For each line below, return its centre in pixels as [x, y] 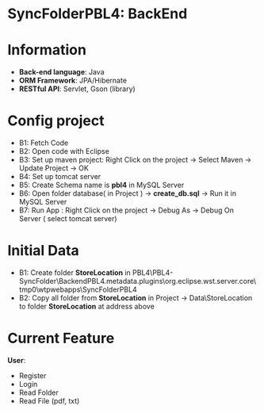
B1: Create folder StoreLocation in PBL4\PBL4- [96, 273]
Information [47, 50]
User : [17, 360]
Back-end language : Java [61, 72]
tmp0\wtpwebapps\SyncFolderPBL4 [78, 289]
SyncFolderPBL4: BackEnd [98, 14]
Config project [56, 121]
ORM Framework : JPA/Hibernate [73, 81]
